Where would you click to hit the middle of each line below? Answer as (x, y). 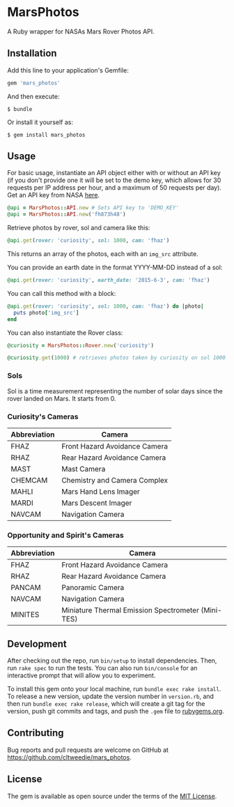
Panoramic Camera (93, 588)
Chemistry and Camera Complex (115, 480)
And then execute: (33, 96)
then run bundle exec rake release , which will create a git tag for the (106, 704)
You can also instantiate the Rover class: (65, 333)
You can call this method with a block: (62, 293)
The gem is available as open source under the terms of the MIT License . (112, 796)
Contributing (36, 733)
